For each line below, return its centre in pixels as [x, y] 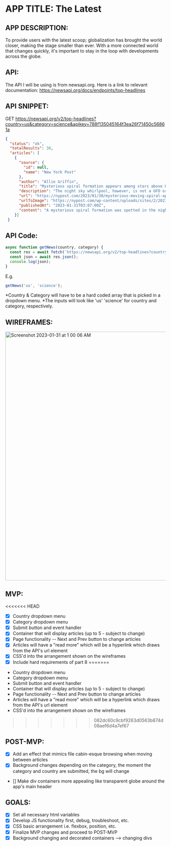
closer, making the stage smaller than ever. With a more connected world [82, 46]
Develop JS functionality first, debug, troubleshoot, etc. [71, 820]
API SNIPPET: [27, 106]
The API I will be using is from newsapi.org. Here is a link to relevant [76, 84]
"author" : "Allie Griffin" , [49, 182]
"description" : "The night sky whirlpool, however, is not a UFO [89, 191]
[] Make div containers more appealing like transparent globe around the [89, 781]
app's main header [32, 786]
